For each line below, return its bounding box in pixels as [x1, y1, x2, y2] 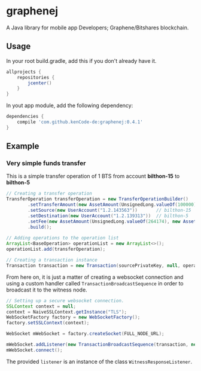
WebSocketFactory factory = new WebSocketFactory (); [6, 314, 141, 321]
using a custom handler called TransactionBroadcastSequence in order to [6, 279, 184, 287]
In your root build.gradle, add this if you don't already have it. [6, 57, 157, 64]
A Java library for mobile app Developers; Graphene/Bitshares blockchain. [6, 24, 189, 31]
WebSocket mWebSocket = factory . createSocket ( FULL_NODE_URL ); [6, 331, 165, 337]
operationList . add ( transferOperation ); [6, 247, 106, 253]
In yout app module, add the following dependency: [6, 102, 133, 109]
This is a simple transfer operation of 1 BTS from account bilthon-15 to [6, 172, 180, 180]
